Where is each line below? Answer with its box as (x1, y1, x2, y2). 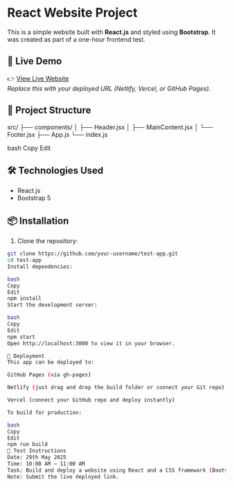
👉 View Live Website (7, 74, 69, 83)
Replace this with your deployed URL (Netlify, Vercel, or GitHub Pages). (7, 84, 212, 92)
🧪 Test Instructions (7, 447, 67, 454)
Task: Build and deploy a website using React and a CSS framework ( (7, 467, 213, 474)
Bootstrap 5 (17, 194, 51, 202)
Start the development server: (7, 302, 98, 308)
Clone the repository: (17, 237, 78, 245)
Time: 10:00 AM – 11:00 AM (7, 461, 85, 468)
